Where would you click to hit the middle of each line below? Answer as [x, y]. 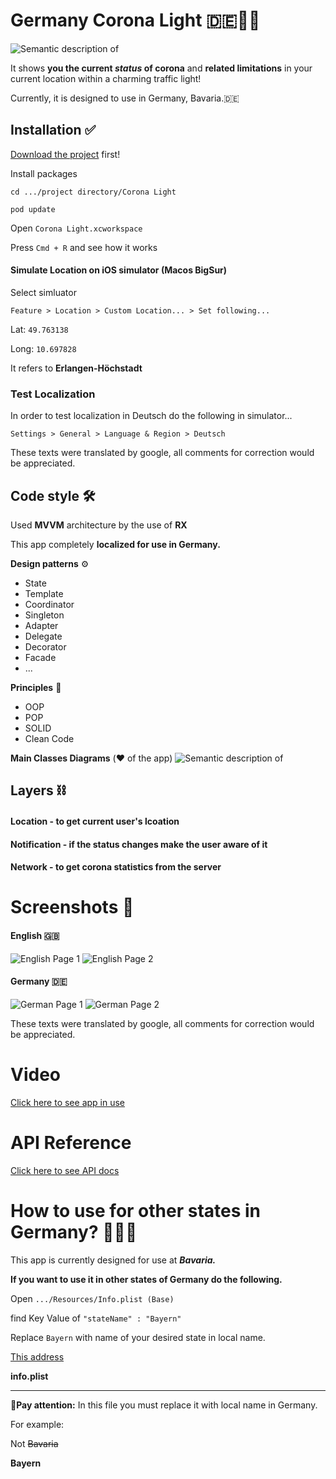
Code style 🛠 [53, 495]
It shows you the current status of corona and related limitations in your [161, 68]
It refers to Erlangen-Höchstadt [76, 368]
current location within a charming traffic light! [106, 78]
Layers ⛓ [38, 790]
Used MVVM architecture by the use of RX [99, 525]
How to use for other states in [136, 1210]
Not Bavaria [34, 1443]
